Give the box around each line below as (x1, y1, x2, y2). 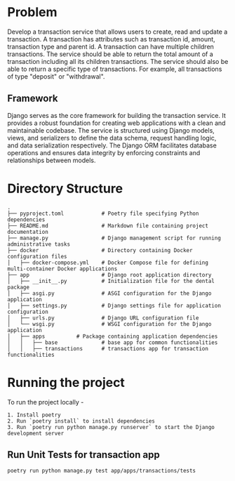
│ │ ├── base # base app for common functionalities (7, 338, 218, 346)
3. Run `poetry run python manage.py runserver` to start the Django (7, 423, 215, 430)
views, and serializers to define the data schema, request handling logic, (7, 133, 217, 142)
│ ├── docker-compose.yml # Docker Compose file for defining (7, 259, 209, 266)
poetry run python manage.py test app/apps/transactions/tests (7, 468, 196, 475)
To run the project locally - (7, 397, 84, 406)
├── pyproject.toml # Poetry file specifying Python (7, 210, 199, 217)
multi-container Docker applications (7, 265, 118, 272)
